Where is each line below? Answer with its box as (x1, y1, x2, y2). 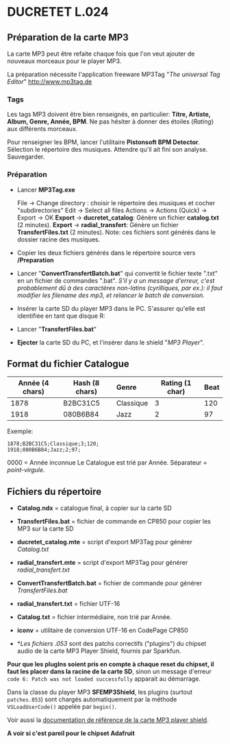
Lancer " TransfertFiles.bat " (16, 325, 97, 333)
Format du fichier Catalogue (7, 358, 130, 369)
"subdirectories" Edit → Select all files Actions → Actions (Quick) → (16, 206, 207, 214)
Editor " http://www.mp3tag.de (7, 78, 92, 86)
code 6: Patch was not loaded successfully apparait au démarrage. (7, 675, 201, 683)
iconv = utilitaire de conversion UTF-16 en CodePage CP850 (16, 626, 188, 635)
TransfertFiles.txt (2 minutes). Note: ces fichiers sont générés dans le (16, 228, 216, 236)
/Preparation (16, 255, 54, 264)
